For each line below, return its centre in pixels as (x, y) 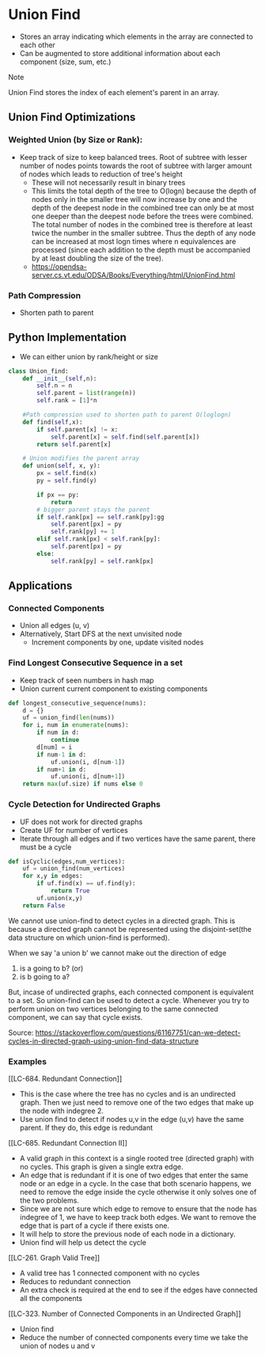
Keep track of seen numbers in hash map (87, 680)
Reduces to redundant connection (75, 1281)
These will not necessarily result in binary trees (108, 182)
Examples (28, 1061)
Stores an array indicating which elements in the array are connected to (136, 36)
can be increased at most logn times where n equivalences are (134, 241)
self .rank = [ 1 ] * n (67, 401)
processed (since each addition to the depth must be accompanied (141, 249)
